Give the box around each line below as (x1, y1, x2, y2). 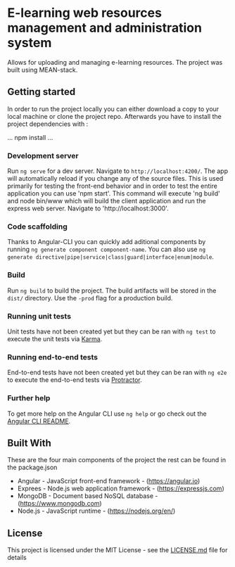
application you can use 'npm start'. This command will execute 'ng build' (7, 189, 220, 198)
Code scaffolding (7, 222, 68, 231)
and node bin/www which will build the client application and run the (7, 197, 206, 205)
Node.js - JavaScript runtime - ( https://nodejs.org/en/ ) (17, 507, 176, 515)
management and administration (7, 20, 203, 36)
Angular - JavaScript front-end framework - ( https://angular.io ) (17, 477, 201, 485)
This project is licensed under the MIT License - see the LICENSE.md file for (7, 546, 228, 554)
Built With (7, 437, 51, 449)
